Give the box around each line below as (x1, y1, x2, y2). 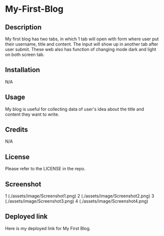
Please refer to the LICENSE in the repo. (5, 166, 86, 172)
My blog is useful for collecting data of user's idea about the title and (5, 106, 144, 112)
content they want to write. (5, 111, 60, 117)
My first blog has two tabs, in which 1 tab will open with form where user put (5, 36, 159, 42)
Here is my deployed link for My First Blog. (5, 225, 91, 231)
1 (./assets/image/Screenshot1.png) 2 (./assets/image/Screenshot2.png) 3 (5, 193, 154, 199)
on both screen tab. (5, 52, 45, 57)
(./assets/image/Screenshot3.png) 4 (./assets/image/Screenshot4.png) (5, 198, 148, 204)
